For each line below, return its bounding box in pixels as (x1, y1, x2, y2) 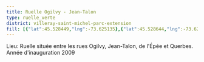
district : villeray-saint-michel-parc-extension (6, 20, 132, 26)
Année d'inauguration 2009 (6, 49, 75, 57)
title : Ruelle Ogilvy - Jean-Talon (6, 9, 97, 15)
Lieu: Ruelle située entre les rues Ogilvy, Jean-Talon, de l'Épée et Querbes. (6, 43, 193, 50)
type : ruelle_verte (6, 15, 56, 21)
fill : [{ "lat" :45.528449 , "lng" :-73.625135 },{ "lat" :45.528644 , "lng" (6, 26, 181, 32)
